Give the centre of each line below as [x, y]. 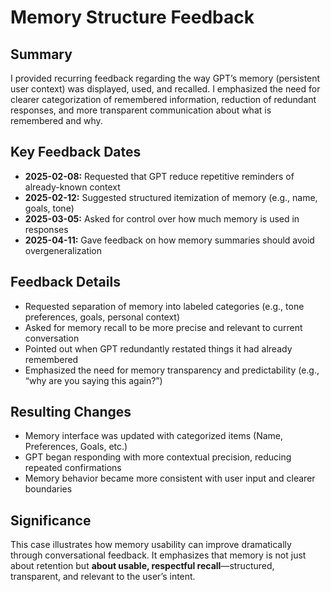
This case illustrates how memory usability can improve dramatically [151, 545]
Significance [51, 520]
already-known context [72, 187]
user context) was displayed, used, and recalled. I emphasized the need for [165, 89]
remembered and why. [56, 120]
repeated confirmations [73, 468]
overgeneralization [63, 250]
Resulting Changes [71, 412]
